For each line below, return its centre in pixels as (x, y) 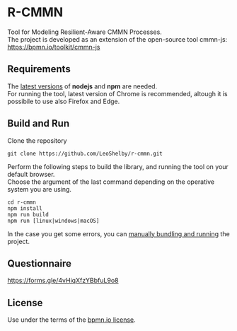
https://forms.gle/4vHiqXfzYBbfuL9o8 (63, 281)
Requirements (39, 69)
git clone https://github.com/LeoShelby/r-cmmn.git (85, 153)
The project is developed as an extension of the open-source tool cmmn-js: (117, 39)
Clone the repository (37, 140)
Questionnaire (40, 263)
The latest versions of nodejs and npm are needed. (82, 86)
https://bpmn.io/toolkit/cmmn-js (54, 47)
